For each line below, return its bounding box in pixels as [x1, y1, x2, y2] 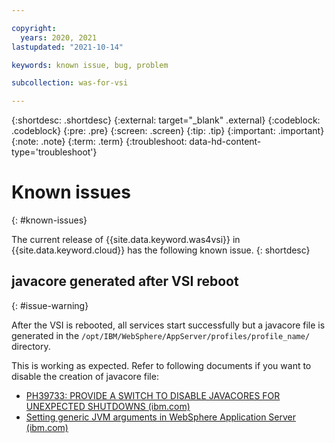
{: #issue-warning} [11, 299, 89, 311]
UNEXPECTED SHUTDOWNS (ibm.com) [25, 400, 191, 412]
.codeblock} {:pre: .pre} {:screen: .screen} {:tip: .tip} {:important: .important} [11, 125, 325, 137]
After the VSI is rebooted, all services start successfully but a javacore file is [11, 319, 326, 331]
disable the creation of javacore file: [11, 370, 159, 382]
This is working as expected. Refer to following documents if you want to [11, 359, 312, 371]
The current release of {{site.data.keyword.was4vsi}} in [11, 234, 241, 246]
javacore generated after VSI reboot [11, 273, 239, 290]
